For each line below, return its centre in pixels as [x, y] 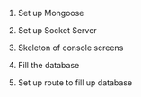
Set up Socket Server [57, 30]
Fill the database [48, 65]
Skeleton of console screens [70, 48]
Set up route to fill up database [75, 83]
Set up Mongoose [51, 13]
